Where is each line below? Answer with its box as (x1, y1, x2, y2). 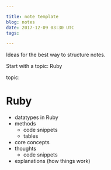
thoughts (14, 145, 37, 152)
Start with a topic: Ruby (6, 63, 63, 70)
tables (23, 132, 39, 140)
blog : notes (6, 19, 35, 25)
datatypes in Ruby (14, 114, 58, 121)
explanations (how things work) (14, 158, 91, 165)
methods (14, 120, 36, 127)
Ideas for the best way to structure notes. (6, 51, 106, 59)
